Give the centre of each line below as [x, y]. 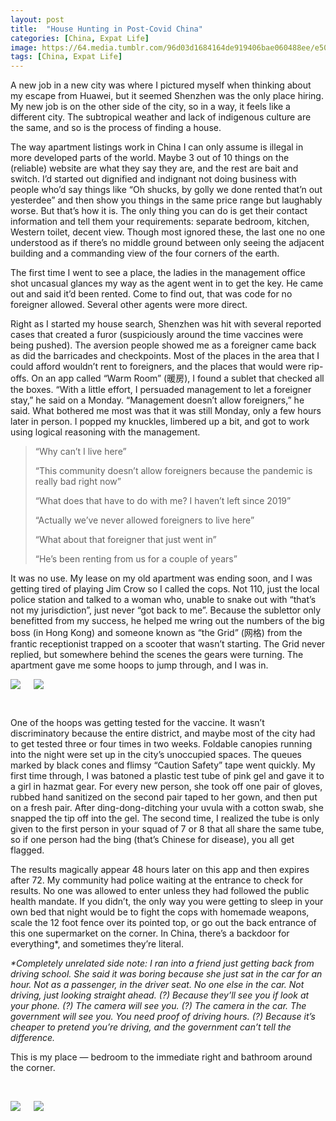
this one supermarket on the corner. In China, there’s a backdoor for [150, 933]
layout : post [37, 19]
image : [24, 47]
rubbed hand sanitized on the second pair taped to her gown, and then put [164, 797]
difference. [32, 1038]
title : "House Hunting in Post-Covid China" [106, 29]
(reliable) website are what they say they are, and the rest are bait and [154, 168]
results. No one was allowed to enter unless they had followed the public [160, 891]
